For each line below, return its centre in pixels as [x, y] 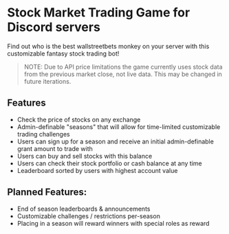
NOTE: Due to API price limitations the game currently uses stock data [123, 67]
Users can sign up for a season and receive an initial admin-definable [116, 141]
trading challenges [43, 134]
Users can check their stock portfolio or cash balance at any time [109, 163]
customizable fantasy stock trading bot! [63, 54]
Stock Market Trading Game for [99, 13]
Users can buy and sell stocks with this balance [85, 156]
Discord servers [54, 27]
